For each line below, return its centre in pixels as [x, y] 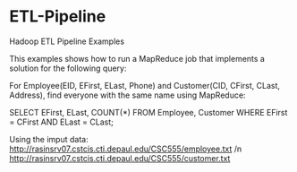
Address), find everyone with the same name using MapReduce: [127, 95]
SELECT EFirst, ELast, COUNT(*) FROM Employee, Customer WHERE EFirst [148, 112]
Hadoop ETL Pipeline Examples [67, 41]
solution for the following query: [68, 68]
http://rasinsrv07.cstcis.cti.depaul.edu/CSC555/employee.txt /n [126, 149]
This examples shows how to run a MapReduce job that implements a [137, 58]
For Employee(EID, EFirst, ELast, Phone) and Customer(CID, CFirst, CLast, [144, 85]
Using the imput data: [49, 139]
